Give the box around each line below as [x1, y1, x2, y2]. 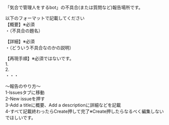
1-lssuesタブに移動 [5, 90, 45, 95]
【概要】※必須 [5, 22, 35, 27]
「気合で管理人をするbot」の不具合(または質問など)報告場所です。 [5, 5, 143, 10]
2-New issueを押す [5, 96, 45, 102]
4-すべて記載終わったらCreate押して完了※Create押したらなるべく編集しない [5, 108, 164, 114]
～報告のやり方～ [5, 83, 41, 89]
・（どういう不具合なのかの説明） [5, 45, 74, 50]
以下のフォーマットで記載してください [5, 15, 85, 21]
